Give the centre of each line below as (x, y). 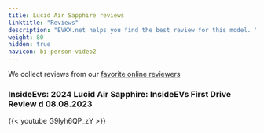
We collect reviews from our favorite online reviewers (94, 74)
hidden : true (29, 45)
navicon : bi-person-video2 (52, 52)
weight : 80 (26, 37)
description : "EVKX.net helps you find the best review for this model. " (133, 30)
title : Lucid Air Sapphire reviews (66, 15)
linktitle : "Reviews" (44, 23)
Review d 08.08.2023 (50, 104)
